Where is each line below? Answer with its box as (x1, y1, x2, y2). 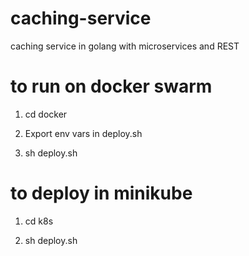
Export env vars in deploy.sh (24, 127, 143, 139)
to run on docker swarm (10, 75, 213, 98)
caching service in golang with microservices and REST (10, 40, 240, 52)
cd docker (24, 108, 68, 120)
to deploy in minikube (10, 182, 193, 205)
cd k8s (24, 215, 54, 227)
